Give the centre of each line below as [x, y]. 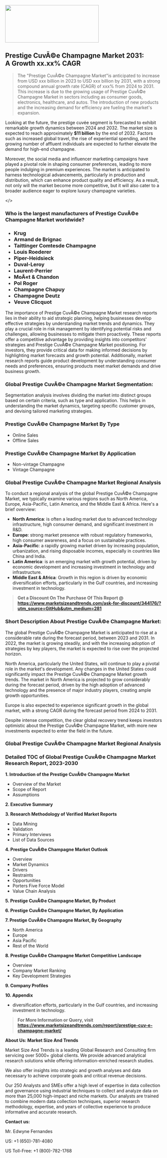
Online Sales [25, 435]
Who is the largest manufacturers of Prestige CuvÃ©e [72, 213]
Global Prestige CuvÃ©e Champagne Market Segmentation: [79, 384]
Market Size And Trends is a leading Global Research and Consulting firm [81, 1050]
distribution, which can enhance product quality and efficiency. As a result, [82, 180]
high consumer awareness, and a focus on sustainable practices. [79, 540]
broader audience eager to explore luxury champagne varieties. [71, 191]
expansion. [29, 113]
